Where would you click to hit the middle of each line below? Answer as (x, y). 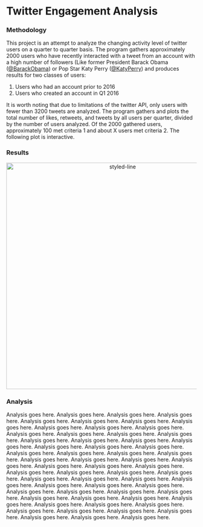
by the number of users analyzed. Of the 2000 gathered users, (84, 124)
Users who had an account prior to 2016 (65, 87)
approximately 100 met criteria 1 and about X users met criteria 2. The (93, 130)
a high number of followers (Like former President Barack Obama (87, 62)
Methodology (27, 30)
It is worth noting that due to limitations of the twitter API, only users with (97, 105)
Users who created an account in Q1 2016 (67, 93)
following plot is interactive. (40, 137)
